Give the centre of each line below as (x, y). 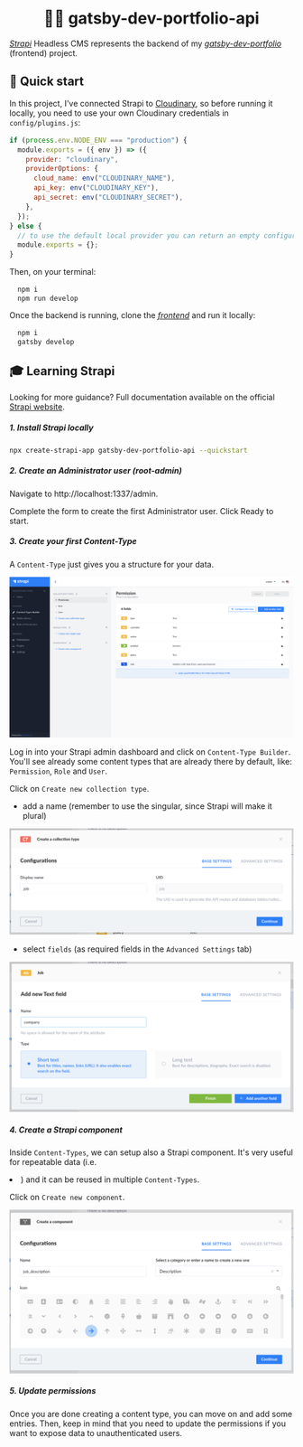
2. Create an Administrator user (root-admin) (96, 471)
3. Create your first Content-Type (73, 541)
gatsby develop (46, 343)
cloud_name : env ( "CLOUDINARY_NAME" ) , (104, 179)
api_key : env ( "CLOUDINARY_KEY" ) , (96, 188)
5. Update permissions (53, 1391)
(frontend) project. (44, 52)
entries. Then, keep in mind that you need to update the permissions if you (148, 1424)
